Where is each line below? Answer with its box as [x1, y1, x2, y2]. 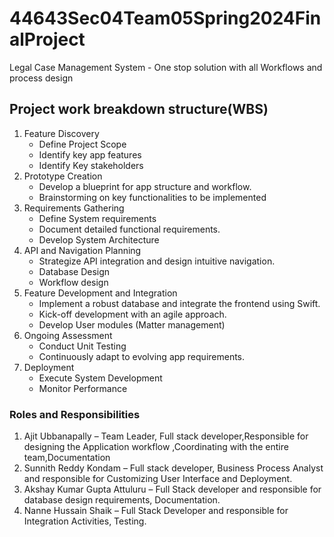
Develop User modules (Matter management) [38, 318, 226, 331]
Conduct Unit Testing [38, 340, 127, 352]
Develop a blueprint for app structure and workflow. [38, 180, 252, 192]
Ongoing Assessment [23, 329, 113, 341]
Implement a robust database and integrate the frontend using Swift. [38, 297, 321, 309]
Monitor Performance [38, 382, 128, 394]
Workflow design [38, 276, 109, 288]
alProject [9, 28, 86, 51]
